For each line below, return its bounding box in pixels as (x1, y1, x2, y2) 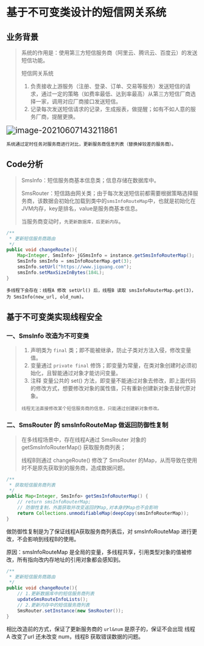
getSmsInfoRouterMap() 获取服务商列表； (21, 443, 126, 451)
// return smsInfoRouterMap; (17, 499, 91, 505)
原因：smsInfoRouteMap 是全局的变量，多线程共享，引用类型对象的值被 (6, 548, 187, 555)
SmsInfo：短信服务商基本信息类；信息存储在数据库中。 (21, 176, 160, 183)
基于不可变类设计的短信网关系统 (6, 5, 167, 20)
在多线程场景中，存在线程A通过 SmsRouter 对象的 (21, 436, 147, 443)
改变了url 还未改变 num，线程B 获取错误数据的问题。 (11, 633, 144, 640)
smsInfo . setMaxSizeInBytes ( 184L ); (17, 269, 105, 275)
